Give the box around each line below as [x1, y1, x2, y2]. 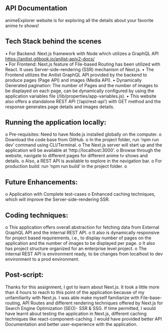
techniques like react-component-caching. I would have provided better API [5, 315, 162, 322]
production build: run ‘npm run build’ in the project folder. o [5, 163, 127, 169]
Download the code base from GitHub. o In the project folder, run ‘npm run [5, 137, 159, 143]
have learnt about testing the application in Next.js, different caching [5, 310, 147, 316]
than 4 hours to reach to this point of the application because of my [5, 289, 144, 295]
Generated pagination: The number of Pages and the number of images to [5, 82, 158, 88]
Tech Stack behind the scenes [5, 37, 102, 46]
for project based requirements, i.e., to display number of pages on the [5, 235, 151, 241]
